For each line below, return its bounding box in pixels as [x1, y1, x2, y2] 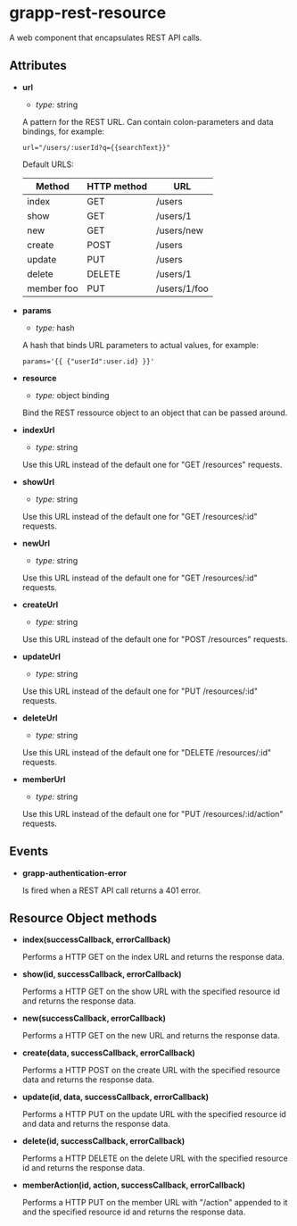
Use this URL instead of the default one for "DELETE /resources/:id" [21, 746, 272, 757]
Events [9, 844, 49, 859]
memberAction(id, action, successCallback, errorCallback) [21, 1180, 245, 1190]
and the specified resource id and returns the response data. [21, 1206, 246, 1217]
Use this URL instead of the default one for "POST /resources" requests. [21, 633, 288, 645]
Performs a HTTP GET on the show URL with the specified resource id [21, 986, 281, 997]
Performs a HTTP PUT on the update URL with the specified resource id [21, 1109, 287, 1120]
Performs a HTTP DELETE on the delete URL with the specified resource [21, 1153, 288, 1163]
